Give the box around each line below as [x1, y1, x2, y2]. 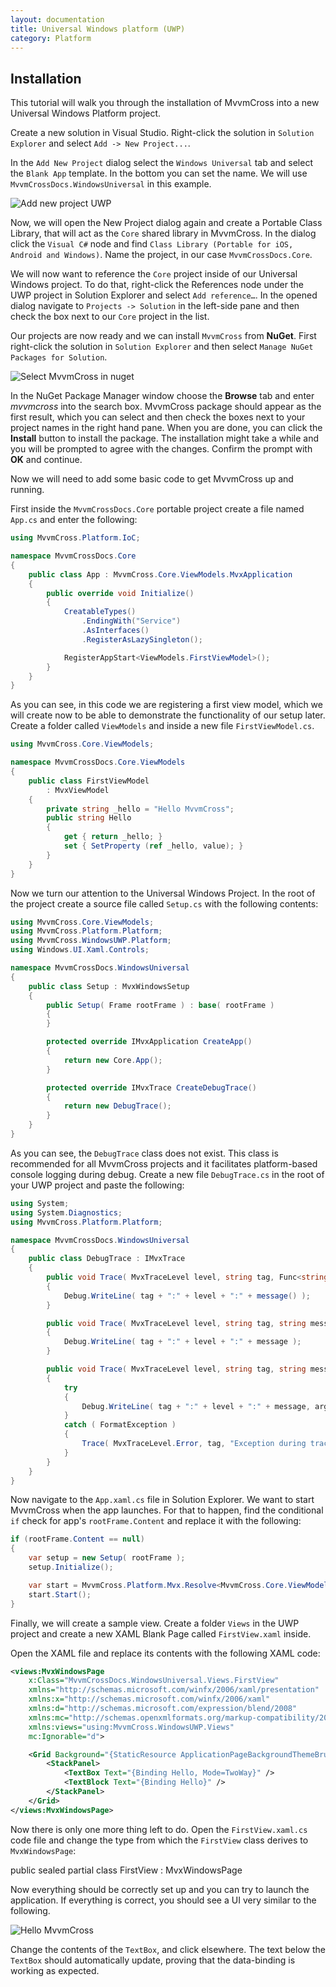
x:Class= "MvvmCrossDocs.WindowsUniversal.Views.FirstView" [28, 1676, 280, 1686]
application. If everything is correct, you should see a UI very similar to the [10, 1894, 317, 1906]
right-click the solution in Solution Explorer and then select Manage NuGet [10, 341, 314, 353]
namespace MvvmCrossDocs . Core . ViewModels [10, 757, 186, 768]
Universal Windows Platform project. [10, 107, 162, 120]
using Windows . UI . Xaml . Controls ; [10, 945, 150, 955]
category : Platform [10, 33, 92, 43]
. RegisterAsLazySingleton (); [81, 634, 203, 645]
